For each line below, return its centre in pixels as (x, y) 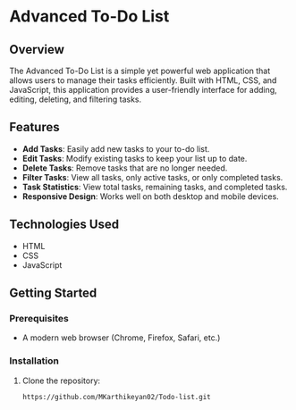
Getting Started (53, 293)
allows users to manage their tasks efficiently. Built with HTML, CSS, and (143, 80)
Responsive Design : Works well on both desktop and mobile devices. (150, 196)
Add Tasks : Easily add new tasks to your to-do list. (116, 148)
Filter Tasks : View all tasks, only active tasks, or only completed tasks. (152, 177)
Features (34, 127)
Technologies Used (64, 225)
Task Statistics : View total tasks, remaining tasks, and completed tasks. (155, 187)
